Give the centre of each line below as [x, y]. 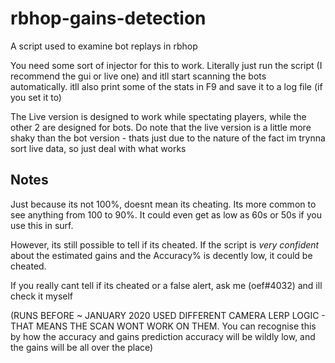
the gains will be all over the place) [82, 347]
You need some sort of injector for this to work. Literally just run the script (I [166, 65]
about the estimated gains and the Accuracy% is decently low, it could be [161, 255]
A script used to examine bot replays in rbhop [104, 46]
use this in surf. [42, 225]
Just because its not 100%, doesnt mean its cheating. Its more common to [163, 204]
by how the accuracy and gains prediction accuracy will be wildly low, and [163, 336]
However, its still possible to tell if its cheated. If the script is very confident [165, 244]
